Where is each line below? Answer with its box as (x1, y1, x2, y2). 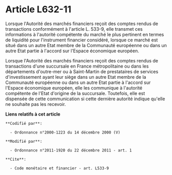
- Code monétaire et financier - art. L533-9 (10, 165, 109, 171)
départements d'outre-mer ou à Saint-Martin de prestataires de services (5, 68, 159, 75)
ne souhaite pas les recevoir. (5, 101, 66, 107)
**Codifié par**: (5, 121, 43, 126)
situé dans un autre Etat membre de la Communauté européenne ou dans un (5, 42, 167, 48)
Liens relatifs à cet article (5, 111, 61, 117)
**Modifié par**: (5, 139, 43, 144)
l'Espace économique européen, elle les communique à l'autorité (5, 84, 143, 91)
